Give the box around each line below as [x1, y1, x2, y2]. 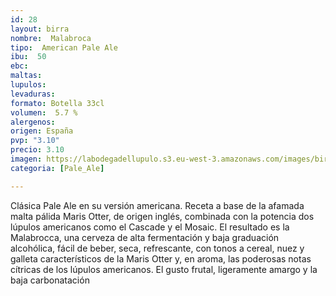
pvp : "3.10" [10, 136, 60, 146]
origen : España [10, 126, 74, 136]
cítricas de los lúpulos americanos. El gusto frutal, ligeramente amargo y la [10, 263, 318, 275]
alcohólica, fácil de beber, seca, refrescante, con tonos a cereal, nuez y [10, 242, 305, 254]
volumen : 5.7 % [10, 107, 78, 118]
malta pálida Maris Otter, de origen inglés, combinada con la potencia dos [10, 210, 315, 222]
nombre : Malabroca [10, 33, 92, 43]
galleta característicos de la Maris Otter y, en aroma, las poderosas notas [10, 252, 312, 265]
